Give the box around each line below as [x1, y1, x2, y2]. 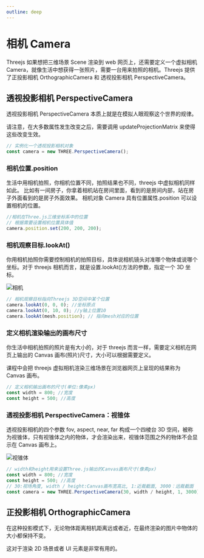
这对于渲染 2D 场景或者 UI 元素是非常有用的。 [6, 545, 121, 553]
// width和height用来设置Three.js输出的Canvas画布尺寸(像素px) [6, 466, 157, 472]
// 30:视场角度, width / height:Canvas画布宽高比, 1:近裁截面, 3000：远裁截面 [6, 483, 194, 489]
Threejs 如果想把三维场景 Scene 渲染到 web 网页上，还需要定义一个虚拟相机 [6, 58, 197, 66]
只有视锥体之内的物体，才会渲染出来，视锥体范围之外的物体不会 [32, 433, 192, 441]
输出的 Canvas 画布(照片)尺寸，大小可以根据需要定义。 [16, 351, 155, 359]
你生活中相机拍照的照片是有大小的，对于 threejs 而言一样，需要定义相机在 [6, 344, 191, 351]
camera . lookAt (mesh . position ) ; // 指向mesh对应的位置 [6, 313, 139, 319]
